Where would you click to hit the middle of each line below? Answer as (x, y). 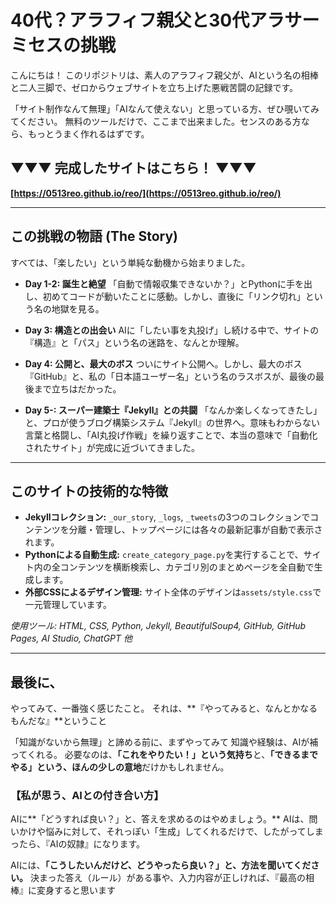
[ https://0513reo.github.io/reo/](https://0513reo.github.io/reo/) (146, 193)
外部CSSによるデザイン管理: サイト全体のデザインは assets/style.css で (173, 592)
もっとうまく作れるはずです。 (88, 133)
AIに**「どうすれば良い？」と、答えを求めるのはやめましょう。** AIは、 (160, 819)
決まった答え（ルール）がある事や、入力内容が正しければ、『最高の (167, 878)
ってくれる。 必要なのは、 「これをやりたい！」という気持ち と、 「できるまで (164, 755)
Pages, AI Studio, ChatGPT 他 (71, 638)
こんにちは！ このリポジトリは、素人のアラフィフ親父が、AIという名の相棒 (164, 75)
